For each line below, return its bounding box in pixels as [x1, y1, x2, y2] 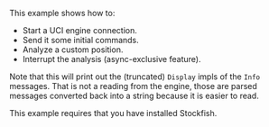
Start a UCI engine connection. [22, 25, 137, 35]
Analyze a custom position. [22, 44, 124, 55]
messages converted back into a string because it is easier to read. [9, 90, 259, 101]
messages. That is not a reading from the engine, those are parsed [9, 81, 257, 91]
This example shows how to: [9, 8, 116, 18]
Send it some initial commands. [22, 35, 140, 45]
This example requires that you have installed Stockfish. [9, 108, 218, 118]
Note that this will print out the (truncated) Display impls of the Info [9, 71, 261, 82]
